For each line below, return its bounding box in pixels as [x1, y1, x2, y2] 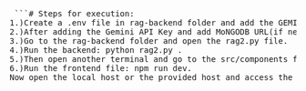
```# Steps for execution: [14, 9, 135, 18]
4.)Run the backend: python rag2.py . [9, 45, 183, 55]
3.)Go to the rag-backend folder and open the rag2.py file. [9, 36, 289, 45]
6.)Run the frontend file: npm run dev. [9, 64, 193, 73]
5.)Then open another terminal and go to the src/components [9, 55, 289, 64]
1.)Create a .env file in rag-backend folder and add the [9, 18, 274, 27]
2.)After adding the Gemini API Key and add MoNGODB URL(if [9, 27, 284, 36]
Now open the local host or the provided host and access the [9, 73, 293, 82]
